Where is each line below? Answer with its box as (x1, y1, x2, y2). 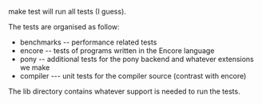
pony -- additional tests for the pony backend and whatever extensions (19, 55, 254, 64)
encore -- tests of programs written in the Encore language (19, 46, 215, 55)
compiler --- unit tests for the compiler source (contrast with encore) (19, 71, 247, 80)
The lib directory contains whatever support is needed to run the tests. (8, 87, 241, 96)
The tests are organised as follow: (8, 22, 120, 31)
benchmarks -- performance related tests (19, 37, 157, 47)
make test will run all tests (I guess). (8, 7, 126, 16)
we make (19, 63, 50, 72)
